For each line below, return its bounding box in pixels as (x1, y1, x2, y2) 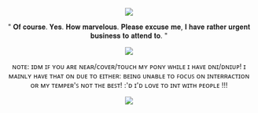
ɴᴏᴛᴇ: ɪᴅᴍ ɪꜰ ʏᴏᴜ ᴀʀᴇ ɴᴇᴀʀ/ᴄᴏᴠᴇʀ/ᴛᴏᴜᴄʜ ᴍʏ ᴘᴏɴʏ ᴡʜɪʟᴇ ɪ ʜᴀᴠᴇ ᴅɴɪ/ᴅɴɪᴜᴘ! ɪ (12, 62, 246, 71)
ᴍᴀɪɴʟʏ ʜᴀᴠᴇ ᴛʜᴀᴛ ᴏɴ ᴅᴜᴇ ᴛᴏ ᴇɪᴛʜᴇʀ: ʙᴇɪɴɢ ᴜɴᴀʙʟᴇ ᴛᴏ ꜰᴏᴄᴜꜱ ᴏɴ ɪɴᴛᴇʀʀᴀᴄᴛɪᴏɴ (8, 71, 250, 80)
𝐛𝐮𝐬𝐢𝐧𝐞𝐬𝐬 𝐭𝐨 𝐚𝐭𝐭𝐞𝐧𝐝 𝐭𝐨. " (90, 31, 168, 40)
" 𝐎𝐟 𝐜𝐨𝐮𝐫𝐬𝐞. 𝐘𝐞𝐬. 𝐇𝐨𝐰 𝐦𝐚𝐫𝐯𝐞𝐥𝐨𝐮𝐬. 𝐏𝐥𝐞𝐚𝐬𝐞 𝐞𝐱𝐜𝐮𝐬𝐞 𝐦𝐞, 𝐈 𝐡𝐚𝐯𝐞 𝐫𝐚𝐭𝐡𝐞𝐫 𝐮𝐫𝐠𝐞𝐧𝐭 (7, 22, 251, 31)
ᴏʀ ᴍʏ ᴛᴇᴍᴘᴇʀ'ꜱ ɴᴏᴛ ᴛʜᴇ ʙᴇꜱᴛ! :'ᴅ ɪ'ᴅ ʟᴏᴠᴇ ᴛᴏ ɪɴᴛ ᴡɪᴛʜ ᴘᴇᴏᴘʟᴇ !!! (30, 81, 228, 89)
